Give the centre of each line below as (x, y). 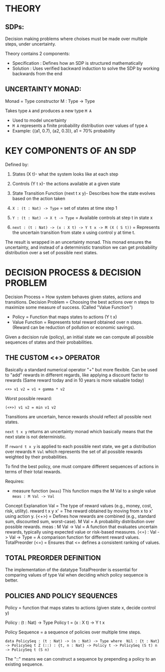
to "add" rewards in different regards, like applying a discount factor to (77, 375)
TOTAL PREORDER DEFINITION (53, 558)
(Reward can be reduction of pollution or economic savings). (74, 327)
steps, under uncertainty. (31, 44)
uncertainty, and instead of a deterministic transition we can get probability (81, 247)
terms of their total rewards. (33, 471)
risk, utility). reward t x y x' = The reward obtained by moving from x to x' (79, 511)
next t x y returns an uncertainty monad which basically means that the (79, 431)
